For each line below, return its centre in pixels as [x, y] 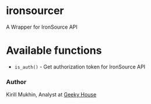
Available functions [54, 51]
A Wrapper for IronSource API [42, 27]
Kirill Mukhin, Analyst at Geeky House [51, 95]
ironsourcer [35, 11]
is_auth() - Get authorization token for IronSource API [80, 67]
